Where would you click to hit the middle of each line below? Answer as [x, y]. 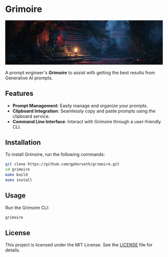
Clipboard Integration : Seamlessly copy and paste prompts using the [84, 111]
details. [13, 250]
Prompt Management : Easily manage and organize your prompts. [80, 105]
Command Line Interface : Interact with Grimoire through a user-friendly [87, 121]
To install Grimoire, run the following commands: [55, 154]
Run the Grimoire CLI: [27, 208]
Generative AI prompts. [29, 78]
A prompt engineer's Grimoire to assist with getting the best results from [80, 72]
